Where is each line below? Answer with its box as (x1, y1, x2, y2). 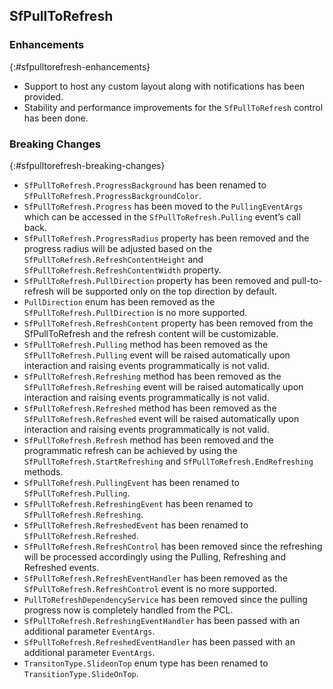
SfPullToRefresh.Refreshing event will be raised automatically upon (23, 380, 304, 393)
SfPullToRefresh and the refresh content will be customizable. (23, 327, 279, 339)
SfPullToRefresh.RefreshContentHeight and (23, 253, 204, 265)
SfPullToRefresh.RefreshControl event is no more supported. (23, 582, 277, 594)
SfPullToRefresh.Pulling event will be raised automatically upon (23, 349, 291, 361)
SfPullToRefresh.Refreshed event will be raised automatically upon (23, 412, 300, 424)
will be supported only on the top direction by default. (55, 285, 277, 297)
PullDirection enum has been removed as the (23, 295, 216, 308)
